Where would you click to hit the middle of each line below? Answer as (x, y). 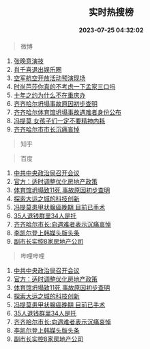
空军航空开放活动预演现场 (49, 78)
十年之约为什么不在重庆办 (49, 95)
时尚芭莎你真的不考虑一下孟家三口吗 (64, 86)
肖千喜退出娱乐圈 (37, 69)
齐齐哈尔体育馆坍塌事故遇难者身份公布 (67, 112)
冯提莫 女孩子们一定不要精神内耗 (59, 120)
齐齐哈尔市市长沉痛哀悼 (46, 129)
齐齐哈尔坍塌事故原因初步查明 (55, 103)
